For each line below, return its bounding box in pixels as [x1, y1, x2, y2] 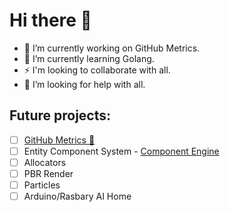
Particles [23, 179, 61, 191]
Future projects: [9, 107, 112, 124]
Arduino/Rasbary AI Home [23, 190, 132, 203]
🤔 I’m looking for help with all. [23, 78, 146, 90]
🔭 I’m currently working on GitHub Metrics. [23, 42, 201, 54]
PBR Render [23, 167, 74, 179]
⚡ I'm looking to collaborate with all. [23, 64, 171, 76]
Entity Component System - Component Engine [23, 145, 220, 157]
